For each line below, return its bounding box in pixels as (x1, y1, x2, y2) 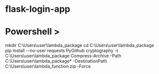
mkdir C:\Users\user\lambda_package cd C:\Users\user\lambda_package (5, 42, 155, 48)
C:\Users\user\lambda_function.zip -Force (5, 63, 91, 70)
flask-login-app (5, 3, 71, 15)
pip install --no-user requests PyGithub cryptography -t (5, 48, 119, 54)
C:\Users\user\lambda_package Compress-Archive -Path (5, 53, 121, 59)
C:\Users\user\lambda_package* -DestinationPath (5, 58, 107, 64)
